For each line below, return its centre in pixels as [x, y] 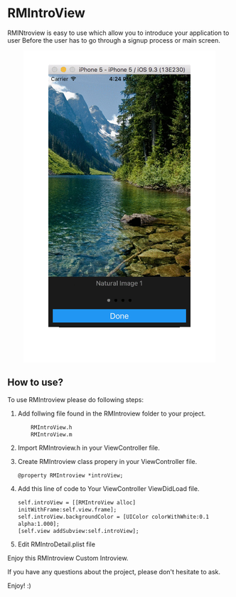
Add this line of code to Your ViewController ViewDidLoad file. [108, 488]
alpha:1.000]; [38, 524]
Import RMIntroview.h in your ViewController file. [88, 448]
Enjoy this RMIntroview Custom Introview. [68, 558]
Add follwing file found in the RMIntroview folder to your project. [112, 413]
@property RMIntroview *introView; [70, 475]
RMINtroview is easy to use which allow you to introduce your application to [118, 33]
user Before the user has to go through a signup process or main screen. [114, 40]
